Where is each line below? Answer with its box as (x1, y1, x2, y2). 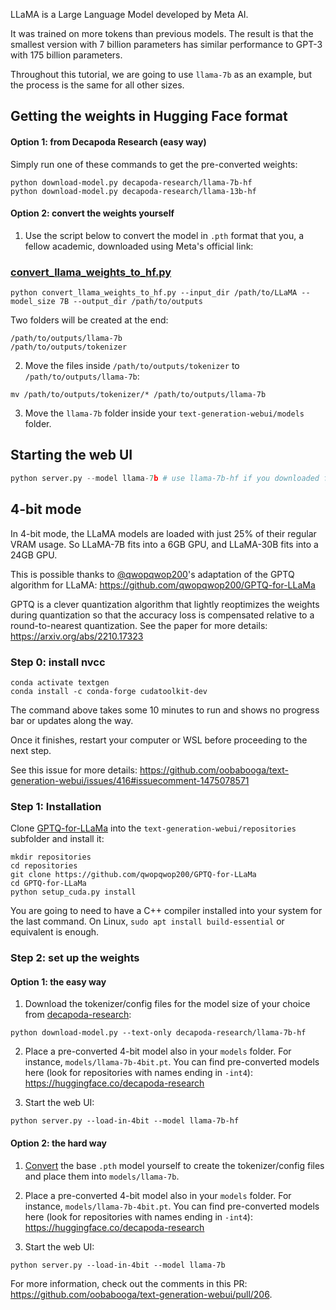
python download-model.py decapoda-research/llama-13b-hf (10, 186, 257, 196)
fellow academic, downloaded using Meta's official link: (24, 240, 254, 252)
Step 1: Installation (10, 799, 102, 813)
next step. (10, 744, 52, 756)
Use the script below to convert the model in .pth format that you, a (24, 229, 305, 241)
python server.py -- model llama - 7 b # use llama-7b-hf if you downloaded (10, 473, 320, 483)
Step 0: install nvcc (10, 655, 106, 669)
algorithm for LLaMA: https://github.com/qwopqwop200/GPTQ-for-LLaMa (10, 579, 316, 591)
